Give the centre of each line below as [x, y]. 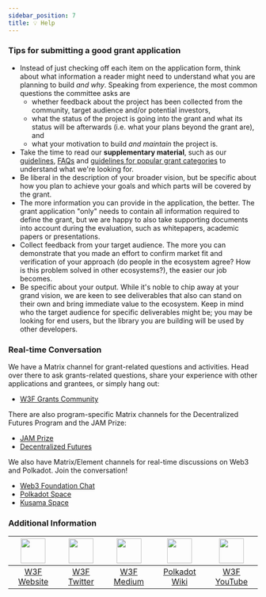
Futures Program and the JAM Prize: [67, 423]
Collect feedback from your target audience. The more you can [123, 245]
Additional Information [53, 523]
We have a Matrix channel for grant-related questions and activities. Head [129, 367]
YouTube [231, 582]
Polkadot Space [46, 494]
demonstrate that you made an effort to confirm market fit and [121, 253]
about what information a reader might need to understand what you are [137, 76]
